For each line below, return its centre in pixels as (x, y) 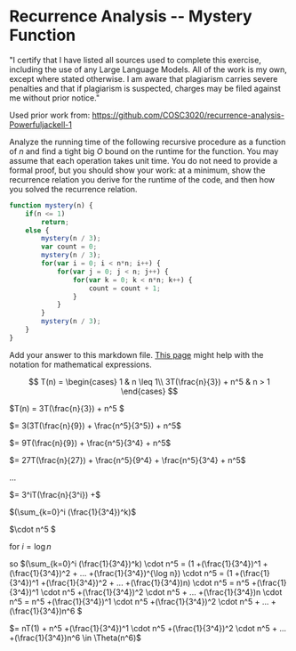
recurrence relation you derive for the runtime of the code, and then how (142, 179)
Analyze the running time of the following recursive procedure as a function (148, 142)
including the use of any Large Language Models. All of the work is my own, (148, 69)
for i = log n (30, 546)
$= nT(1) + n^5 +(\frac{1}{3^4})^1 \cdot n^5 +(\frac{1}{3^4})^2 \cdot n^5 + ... (148, 628)
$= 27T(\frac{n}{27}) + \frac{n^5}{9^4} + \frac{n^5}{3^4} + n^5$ (128, 460)
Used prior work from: (50, 115)
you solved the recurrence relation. (73, 189)
